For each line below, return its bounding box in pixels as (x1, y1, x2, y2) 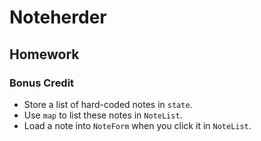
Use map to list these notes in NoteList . (23, 109, 183, 121)
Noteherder (9, 6, 107, 29)
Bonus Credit (9, 76, 75, 90)
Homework (9, 46, 80, 63)
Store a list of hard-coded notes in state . (23, 98, 193, 110)
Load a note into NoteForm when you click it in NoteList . (23, 119, 252, 131)
